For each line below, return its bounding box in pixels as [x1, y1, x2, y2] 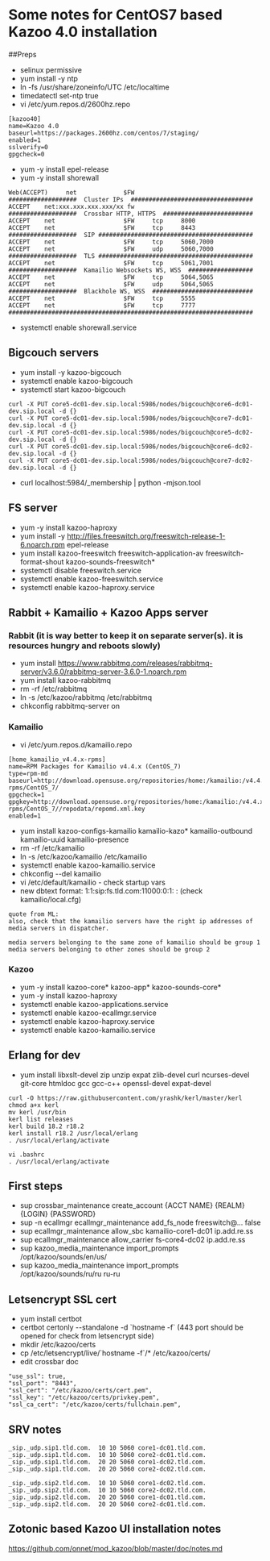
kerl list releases [8, 1115, 74, 1123]
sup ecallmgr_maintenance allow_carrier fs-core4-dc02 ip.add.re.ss [19, 1235, 246, 1245]
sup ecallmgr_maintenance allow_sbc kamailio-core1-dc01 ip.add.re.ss [19, 1226, 254, 1236]
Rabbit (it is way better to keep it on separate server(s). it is [8, 630, 243, 641]
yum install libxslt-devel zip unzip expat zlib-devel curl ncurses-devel [19, 1070, 250, 1080]
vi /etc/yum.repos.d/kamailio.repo [19, 739, 133, 749]
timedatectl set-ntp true [19, 90, 99, 100]
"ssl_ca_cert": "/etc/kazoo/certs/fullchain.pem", [8, 1401, 182, 1409]
